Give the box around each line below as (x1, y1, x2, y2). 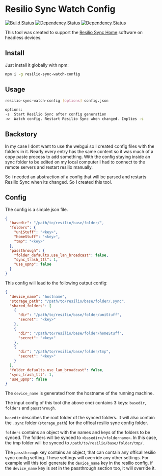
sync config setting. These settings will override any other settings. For (5, 455, 149, 461)
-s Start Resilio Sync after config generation (5, 112, 107, 117)
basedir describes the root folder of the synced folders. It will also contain (5, 415, 155, 421)
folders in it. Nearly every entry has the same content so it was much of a (5, 148, 154, 154)
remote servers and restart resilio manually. (5, 164, 93, 170)
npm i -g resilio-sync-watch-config (5, 72, 80, 77)
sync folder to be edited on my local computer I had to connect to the (5, 159, 146, 165)
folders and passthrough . (5, 405, 56, 411)
